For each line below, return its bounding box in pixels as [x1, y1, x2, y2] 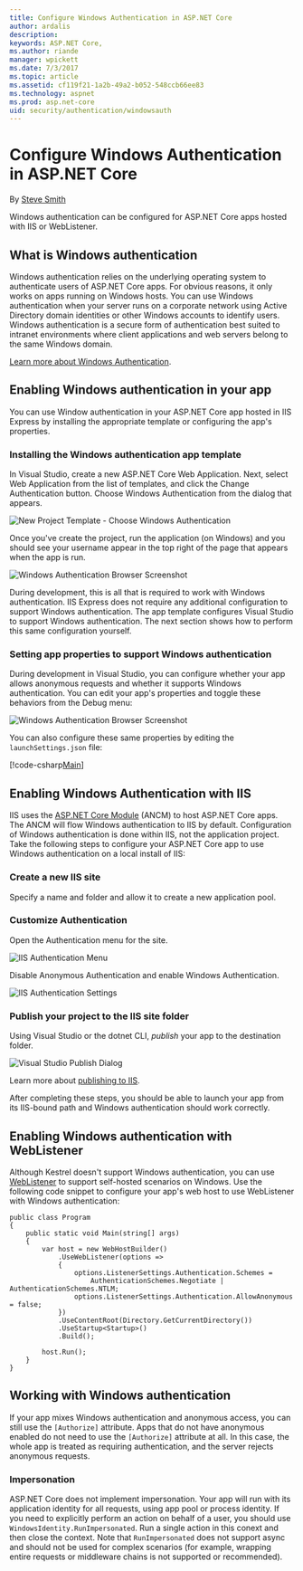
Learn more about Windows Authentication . [9, 357, 172, 367]
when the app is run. [9, 552, 86, 563]
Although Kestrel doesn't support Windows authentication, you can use [9, 1166, 276, 1177]
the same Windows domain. [9, 338, 113, 349]
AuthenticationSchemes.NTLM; [9, 1284, 119, 1293]
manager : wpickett [9, 55, 79, 64]
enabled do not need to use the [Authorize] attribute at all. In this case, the [9, 1431, 289, 1442]
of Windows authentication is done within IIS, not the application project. [9, 829, 279, 840]
